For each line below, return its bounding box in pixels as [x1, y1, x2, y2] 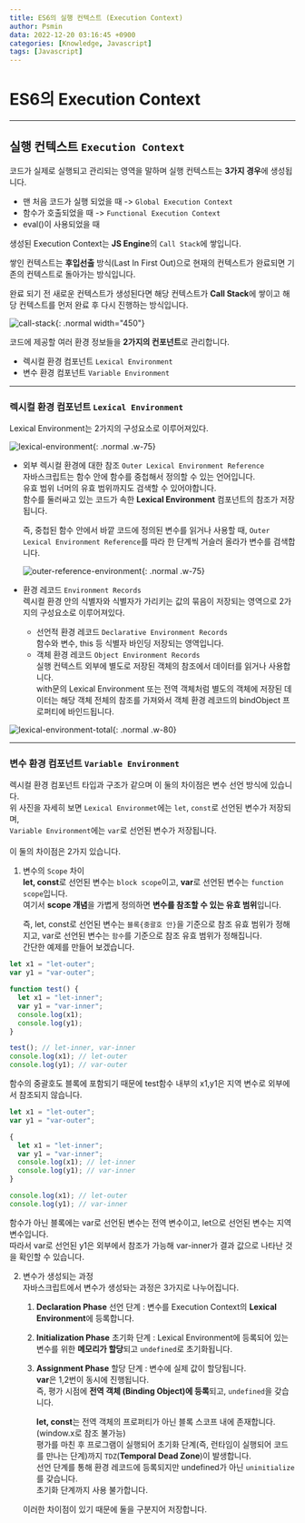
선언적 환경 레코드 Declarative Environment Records [35, 627, 229, 638]
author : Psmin [9, 22, 64, 31]
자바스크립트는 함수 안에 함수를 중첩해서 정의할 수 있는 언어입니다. [22, 471, 256, 482]
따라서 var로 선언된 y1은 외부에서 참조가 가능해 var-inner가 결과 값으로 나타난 [9, 1239, 283, 1251]
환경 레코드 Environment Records [22, 584, 143, 596]
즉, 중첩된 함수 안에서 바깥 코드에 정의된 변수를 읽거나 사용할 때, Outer [22, 525, 271, 536]
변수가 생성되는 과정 [22, 1270, 93, 1281]
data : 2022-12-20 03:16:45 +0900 [9, 30, 136, 39]
